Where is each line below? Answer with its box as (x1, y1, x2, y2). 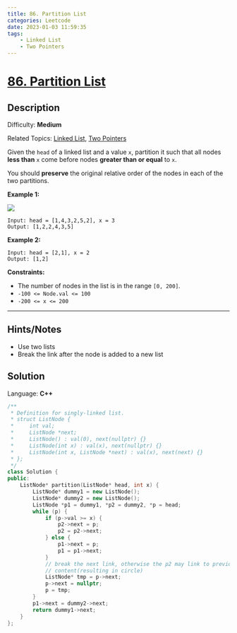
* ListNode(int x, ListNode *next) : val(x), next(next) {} (10, 449, 203, 456)
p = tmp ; (44, 587, 71, 594)
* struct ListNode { (10, 416, 71, 423)
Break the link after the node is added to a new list (17, 350, 164, 358)
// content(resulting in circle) (44, 567, 143, 574)
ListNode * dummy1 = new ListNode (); (32, 488, 140, 495)
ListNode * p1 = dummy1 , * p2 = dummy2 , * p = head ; (32, 501, 181, 509)
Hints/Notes (7, 324, 62, 336)
